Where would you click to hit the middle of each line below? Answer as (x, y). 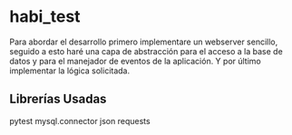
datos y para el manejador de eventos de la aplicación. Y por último (135, 61)
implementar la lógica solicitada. (70, 71)
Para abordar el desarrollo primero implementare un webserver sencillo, (144, 42)
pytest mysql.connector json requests (80, 121)
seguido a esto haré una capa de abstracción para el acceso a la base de (146, 51)
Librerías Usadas (58, 99)
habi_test (45, 17)
